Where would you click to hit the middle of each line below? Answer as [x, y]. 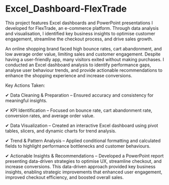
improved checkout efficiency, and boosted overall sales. [65, 177]
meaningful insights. [26, 100]
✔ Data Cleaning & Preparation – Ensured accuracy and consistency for [79, 95]
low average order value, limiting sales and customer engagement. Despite [83, 54]
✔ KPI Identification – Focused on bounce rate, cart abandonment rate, [79, 110]
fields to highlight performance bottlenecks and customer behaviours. [78, 146]
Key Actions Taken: [25, 85]
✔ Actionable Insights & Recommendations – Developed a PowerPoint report [84, 156]
